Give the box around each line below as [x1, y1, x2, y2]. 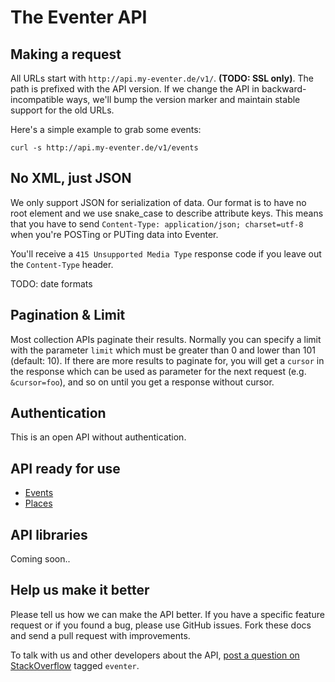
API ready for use [10, 460, 121, 477]
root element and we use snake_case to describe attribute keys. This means [10, 207, 324, 219]
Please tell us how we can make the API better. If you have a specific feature [10, 608, 325, 620]
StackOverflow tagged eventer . [10, 659, 140, 671]
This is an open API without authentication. [10, 431, 187, 443]
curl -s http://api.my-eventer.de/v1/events [10, 143, 199, 153]
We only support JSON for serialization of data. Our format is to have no [10, 196, 307, 208]
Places [24, 497, 53, 510]
